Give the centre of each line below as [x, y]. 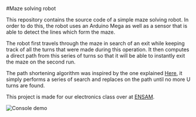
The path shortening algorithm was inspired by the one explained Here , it [94, 73]
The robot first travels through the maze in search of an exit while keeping [95, 43]
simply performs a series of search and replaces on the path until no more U [98, 79]
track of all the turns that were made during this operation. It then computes [98, 49]
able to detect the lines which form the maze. [61, 32]
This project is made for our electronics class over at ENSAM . [80, 97]
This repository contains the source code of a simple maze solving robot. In [97, 19]
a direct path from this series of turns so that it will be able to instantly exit [96, 56]
